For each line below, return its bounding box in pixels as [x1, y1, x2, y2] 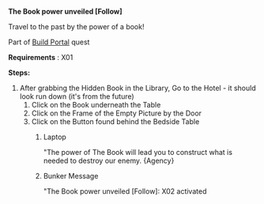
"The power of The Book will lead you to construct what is [43, 148, 233, 157]
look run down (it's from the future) [19, 92, 134, 101]
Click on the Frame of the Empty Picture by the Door [31, 108, 202, 118]
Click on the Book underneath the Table [31, 100, 161, 109]
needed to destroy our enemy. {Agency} [43, 156, 175, 165]
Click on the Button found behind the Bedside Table [31, 117, 200, 126]
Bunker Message [43, 172, 99, 180]
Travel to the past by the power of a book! [8, 22, 145, 31]
